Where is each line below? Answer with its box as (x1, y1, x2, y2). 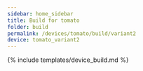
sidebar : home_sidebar (7, 10, 74, 18)
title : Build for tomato (7, 17, 80, 24)
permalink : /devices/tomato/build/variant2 (7, 30, 137, 37)
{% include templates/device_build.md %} (7, 56, 129, 64)
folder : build (7, 23, 49, 30)
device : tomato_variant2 (7, 37, 80, 44)
